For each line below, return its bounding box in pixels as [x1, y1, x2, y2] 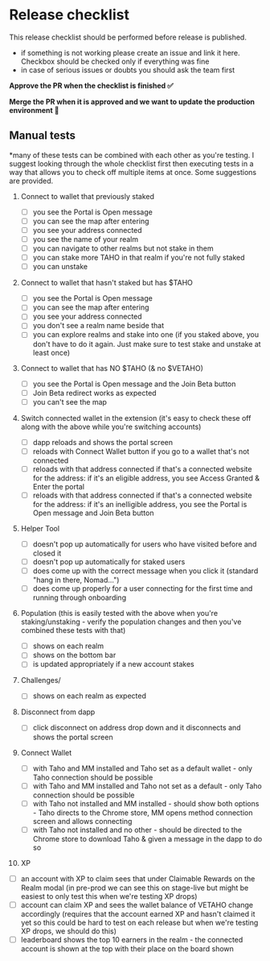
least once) [32, 347, 71, 357]
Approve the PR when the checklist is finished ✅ [9, 81, 174, 90]
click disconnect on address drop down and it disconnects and [32, 723, 241, 733]
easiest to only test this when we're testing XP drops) [20, 891, 198, 901]
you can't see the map [32, 397, 108, 406]
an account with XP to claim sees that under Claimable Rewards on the [20, 873, 256, 884]
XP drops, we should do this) [20, 926, 117, 936]
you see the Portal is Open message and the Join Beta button [32, 379, 236, 389]
